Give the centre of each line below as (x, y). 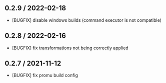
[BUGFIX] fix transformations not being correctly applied (70, 48)
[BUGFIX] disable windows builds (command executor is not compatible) (87, 20)
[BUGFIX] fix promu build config (45, 75)
